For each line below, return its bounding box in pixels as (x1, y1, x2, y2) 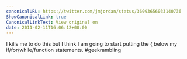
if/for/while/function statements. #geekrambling (6, 47, 122, 54)
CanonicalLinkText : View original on (6, 19, 98, 25)
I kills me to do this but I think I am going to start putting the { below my (6, 40, 177, 47)
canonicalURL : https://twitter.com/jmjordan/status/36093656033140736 (6, 8, 182, 14)
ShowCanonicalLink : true (6, 14, 67, 20)
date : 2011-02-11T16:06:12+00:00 (6, 24, 88, 31)
